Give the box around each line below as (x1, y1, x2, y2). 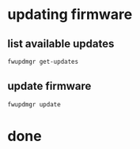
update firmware (7, 80, 92, 93)
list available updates (7, 37, 115, 50)
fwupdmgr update (7, 100, 61, 108)
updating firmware (7, 6, 133, 24)
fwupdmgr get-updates (7, 58, 79, 65)
